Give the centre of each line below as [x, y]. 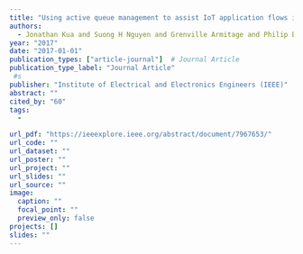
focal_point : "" [48, 210]
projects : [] [34, 226]
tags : [19, 110]
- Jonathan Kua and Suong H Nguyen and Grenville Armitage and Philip [153, 34]
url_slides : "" [38, 177]
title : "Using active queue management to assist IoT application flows [149, 18]
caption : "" [40, 202]
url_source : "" [38, 185]
